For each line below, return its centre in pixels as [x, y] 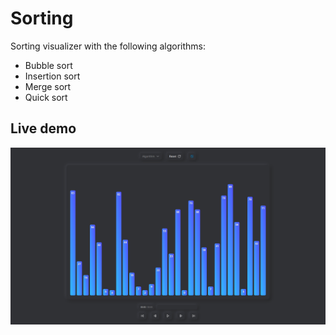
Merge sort [48, 86]
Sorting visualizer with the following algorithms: [108, 46]
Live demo [43, 128]
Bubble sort [48, 65]
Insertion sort [52, 76]
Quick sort [46, 97]
